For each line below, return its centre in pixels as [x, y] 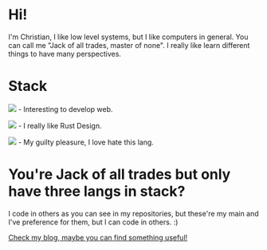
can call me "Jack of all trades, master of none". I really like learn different [129, 45]
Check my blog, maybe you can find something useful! [98, 237]
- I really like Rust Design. [60, 125]
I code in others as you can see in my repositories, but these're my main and [133, 213]
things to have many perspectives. [65, 54]
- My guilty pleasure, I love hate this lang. [86, 142]
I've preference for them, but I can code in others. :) [93, 222]
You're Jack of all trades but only [120, 175]
